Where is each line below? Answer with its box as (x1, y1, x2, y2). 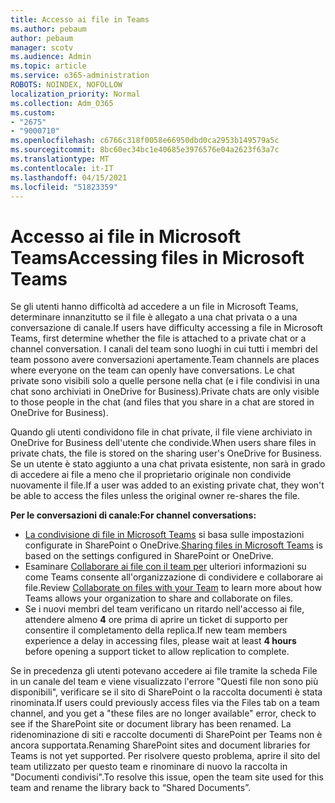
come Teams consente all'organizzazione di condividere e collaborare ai (24, 571, 323, 583)
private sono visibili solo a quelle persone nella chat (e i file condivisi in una (10, 375, 320, 387)
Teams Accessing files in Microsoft (10, 246, 305, 269)
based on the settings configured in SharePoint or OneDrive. (24, 550, 274, 562)
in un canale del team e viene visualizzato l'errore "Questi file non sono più (10, 676, 319, 688)
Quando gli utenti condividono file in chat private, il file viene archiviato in (10, 426, 313, 438)
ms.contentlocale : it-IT (10, 163, 114, 173)
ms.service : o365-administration (10, 71, 150, 81)
